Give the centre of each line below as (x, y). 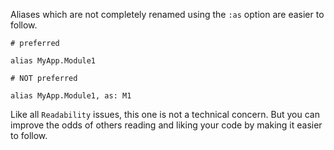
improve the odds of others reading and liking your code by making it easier (166, 125)
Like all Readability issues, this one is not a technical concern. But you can (165, 114)
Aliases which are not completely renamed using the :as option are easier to (167, 14)
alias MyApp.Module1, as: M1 (71, 96)
